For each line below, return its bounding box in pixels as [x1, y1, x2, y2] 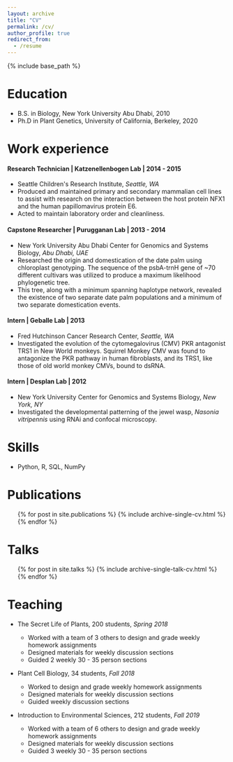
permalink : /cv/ [7, 23, 54, 30]
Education [7, 86, 68, 102]
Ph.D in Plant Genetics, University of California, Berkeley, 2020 [17, 116, 198, 125]
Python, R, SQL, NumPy [17, 462, 86, 471]
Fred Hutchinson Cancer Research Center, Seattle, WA [17, 332, 174, 340]
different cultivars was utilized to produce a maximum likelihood [17, 270, 201, 279]
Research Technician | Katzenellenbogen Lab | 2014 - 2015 [7, 165, 181, 173]
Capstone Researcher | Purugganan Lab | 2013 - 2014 [7, 225, 166, 234]
